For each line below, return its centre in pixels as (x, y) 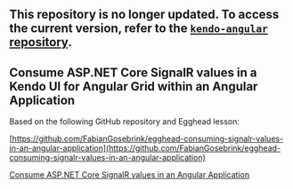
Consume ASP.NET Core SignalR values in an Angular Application (130, 175)
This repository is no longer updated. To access (144, 15)
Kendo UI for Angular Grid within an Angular (134, 87)
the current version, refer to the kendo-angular (139, 29)
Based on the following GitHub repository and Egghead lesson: (125, 122)
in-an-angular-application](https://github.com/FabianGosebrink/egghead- (145, 148)
